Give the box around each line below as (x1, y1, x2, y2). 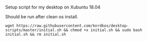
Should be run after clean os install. (5, 14, 79, 19)
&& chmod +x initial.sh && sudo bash (63, 28, 142, 33)
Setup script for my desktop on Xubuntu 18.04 (5, 4, 101, 10)
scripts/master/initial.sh (5, 28, 62, 33)
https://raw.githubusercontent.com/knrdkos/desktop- (16, 23, 129, 28)
